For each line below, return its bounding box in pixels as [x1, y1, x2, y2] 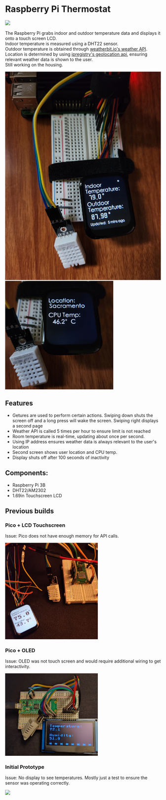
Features [5, 399, 33, 408]
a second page [12, 423, 43, 429]
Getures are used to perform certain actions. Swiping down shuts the [12, 412, 153, 418]
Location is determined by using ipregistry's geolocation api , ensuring [5, 51, 148, 57]
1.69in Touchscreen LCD [12, 492, 62, 498]
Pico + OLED [5, 647, 36, 654]
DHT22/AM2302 [12, 487, 46, 493]
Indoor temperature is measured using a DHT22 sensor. [5, 41, 119, 47]
